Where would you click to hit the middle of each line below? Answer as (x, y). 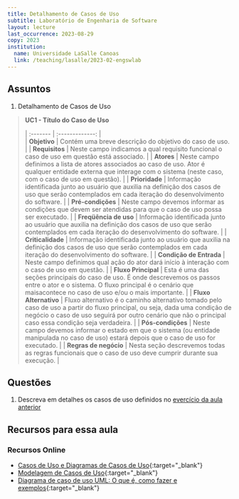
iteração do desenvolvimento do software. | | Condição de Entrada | (125, 254)
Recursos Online (37, 450)
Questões (30, 382)
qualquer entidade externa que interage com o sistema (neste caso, (124, 171)
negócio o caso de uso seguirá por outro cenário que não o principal (125, 315)
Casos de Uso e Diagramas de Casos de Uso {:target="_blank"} (110, 466)
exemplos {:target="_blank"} (58, 488)
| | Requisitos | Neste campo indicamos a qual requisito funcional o (123, 149)
